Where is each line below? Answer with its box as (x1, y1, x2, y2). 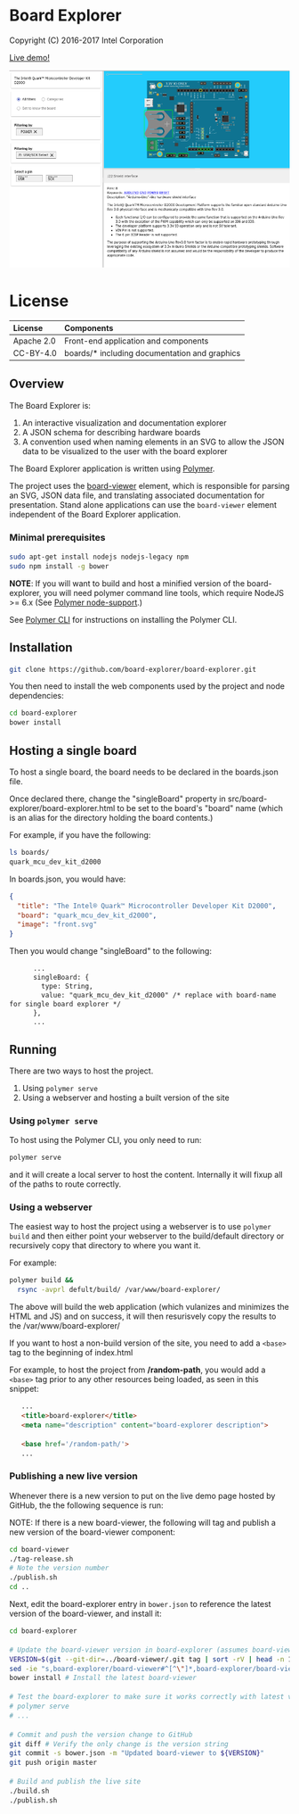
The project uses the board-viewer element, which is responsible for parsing (9, 480, 290, 491)
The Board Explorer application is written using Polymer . (9, 463, 215, 474)
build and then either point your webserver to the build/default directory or (9, 1230, 285, 1241)
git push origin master (9, 1759, 98, 1768)
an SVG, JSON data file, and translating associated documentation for (9, 490, 265, 501)
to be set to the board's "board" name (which (117, 803, 283, 814)
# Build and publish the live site (9, 1777, 141, 1786)
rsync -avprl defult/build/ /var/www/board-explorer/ (17, 1286, 221, 1295)
